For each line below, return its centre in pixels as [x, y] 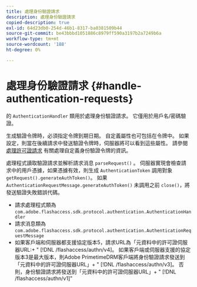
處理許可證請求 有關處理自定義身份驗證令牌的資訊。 [69, 150]
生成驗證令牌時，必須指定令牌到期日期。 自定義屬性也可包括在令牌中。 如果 [98, 135]
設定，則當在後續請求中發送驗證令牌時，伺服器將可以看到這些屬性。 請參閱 [97, 143]
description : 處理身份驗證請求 [41, 17]
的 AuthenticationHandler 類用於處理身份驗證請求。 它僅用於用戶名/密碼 [94, 116]
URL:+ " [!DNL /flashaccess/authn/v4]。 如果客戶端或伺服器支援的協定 [105, 249]
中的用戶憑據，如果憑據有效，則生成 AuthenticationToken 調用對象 [91, 170]
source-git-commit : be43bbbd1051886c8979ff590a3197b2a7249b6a [84, 34]
